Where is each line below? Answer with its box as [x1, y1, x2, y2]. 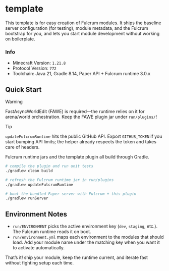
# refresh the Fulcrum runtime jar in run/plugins [5, 177, 114, 182]
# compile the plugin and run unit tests [5, 164, 94, 169]
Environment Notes [5, 210, 67, 219]
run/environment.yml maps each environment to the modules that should [12, 234, 164, 240]
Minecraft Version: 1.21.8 [12, 60, 66, 66]
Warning [5, 99, 23, 105]
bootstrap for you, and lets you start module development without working [5, 30, 160, 36]
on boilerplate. [5, 36, 35, 42]
